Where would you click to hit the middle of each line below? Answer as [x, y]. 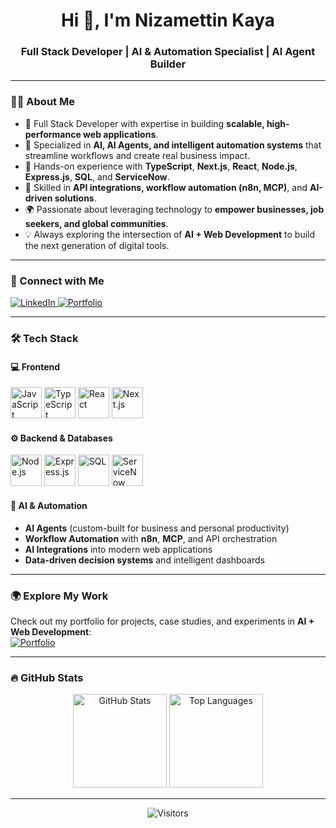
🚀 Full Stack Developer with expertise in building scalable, [144, 123]
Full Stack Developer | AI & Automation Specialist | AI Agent [168, 52]
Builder [168, 64]
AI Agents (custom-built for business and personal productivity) [157, 528]
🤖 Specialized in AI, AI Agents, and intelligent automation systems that [173, 145]
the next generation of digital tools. [97, 245]
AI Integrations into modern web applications [118, 549]
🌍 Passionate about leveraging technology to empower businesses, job [174, 209]
